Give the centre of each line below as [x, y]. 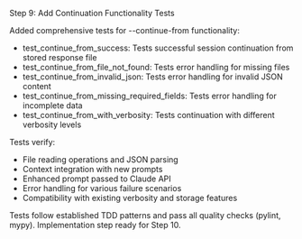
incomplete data [52, 106]
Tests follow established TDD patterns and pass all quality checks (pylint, [145, 215]
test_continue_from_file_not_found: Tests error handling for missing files [156, 67]
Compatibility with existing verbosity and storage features [130, 198]
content [37, 86]
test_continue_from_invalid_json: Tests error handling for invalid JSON [152, 77]
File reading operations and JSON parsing [100, 160]
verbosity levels [52, 124]
